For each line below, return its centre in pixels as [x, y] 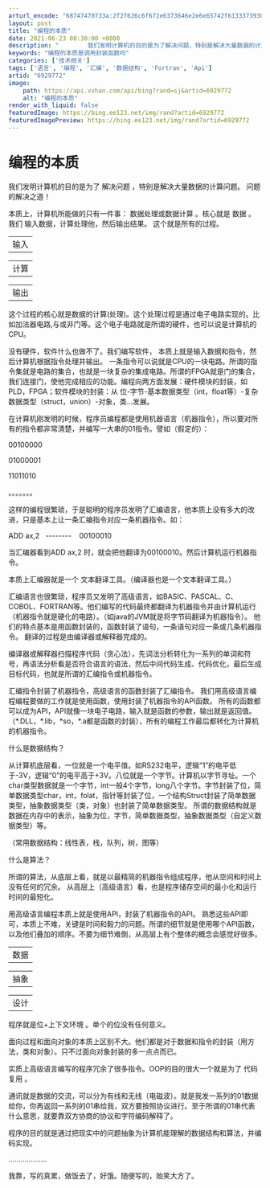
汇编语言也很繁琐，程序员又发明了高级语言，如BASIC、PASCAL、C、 [123, 596]
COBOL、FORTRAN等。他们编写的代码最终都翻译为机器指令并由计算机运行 [132, 606]
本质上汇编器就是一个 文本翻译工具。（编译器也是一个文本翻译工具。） [122, 579]
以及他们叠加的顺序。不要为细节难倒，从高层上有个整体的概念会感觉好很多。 [135, 934]
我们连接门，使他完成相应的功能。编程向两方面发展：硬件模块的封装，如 [128, 381]
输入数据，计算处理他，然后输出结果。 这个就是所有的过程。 [123, 223]
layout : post [30, 23]
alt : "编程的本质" [51, 98]
